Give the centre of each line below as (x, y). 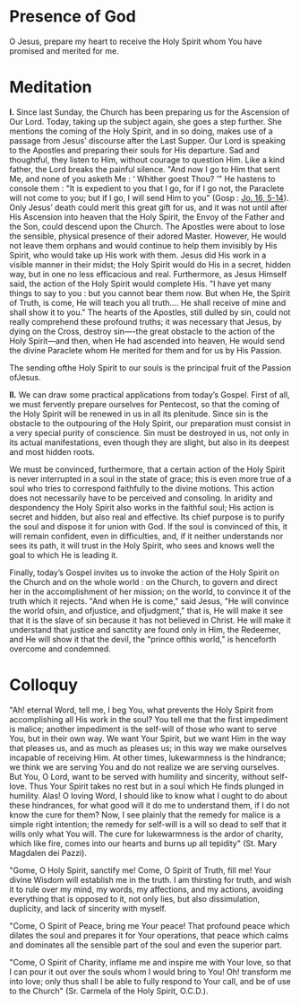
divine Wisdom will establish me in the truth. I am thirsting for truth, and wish (150, 879)
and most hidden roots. (52, 451)
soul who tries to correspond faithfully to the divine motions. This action (142, 488)
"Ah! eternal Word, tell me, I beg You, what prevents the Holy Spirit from (141, 710)
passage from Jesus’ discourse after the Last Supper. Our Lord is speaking (148, 140)
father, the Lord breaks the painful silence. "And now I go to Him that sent (145, 169)
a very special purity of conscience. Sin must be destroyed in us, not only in (149, 433)
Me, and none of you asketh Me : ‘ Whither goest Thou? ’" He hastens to (142, 179)
